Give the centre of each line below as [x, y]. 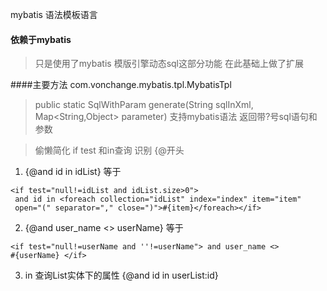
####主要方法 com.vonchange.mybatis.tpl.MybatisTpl [121, 85]
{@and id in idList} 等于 [73, 172]
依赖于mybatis [41, 39]
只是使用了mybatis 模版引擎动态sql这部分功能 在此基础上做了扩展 [169, 64]
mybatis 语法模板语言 [54, 14]
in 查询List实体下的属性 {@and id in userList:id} [121, 275]
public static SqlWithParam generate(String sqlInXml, [144, 105]
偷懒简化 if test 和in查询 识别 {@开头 [109, 150]
